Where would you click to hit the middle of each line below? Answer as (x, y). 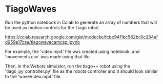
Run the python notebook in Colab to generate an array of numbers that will (81, 22)
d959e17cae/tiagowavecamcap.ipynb (42, 42)
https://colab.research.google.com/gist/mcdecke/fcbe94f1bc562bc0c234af (81, 37)
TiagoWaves (31, 9)
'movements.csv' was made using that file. (48, 56)
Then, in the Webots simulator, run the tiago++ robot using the (68, 66)
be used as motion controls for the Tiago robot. (52, 27)
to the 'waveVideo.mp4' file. (33, 76)
